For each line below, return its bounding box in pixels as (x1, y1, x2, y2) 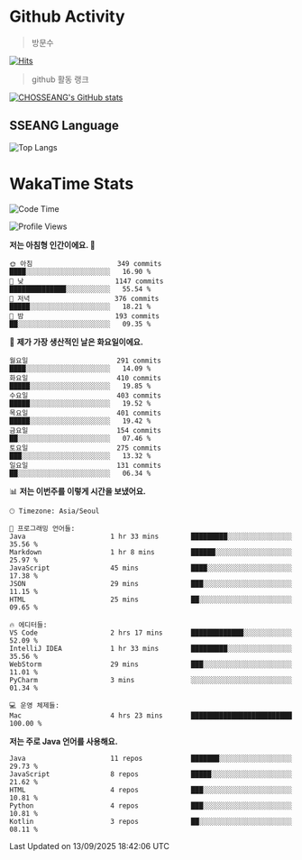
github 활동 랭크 (31, 74, 89, 85)
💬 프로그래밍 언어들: (9, 524, 76, 533)
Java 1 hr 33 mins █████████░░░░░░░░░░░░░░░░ (9, 532, 293, 541)
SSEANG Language (9, 118, 120, 133)
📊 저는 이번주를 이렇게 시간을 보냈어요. (9, 485, 147, 497)
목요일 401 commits (9, 408, 162, 417)
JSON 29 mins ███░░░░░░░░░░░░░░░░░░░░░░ (9, 579, 293, 588)
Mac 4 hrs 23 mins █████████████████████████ (9, 710, 293, 720)
